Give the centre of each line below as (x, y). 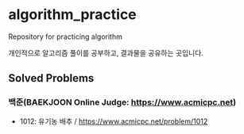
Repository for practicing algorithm (66, 36)
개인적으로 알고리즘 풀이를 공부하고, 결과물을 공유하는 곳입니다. (106, 52)
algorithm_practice (72, 15)
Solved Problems (51, 78)
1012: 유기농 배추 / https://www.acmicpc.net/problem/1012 (114, 121)
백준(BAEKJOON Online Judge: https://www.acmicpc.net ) (122, 102)
